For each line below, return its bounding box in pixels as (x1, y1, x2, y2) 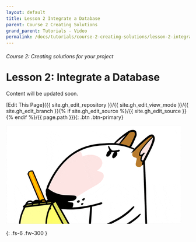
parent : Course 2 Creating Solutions (6, 22, 98, 27)
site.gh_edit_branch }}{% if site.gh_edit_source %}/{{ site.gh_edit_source (6, 108, 181, 115)
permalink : (6, 34, 33, 40)
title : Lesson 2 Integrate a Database (6, 15, 100, 22)
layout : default (6, 9, 45, 15)
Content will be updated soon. (6, 90, 79, 97)
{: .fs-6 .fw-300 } (6, 230, 48, 237)
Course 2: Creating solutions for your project (6, 52, 114, 59)
